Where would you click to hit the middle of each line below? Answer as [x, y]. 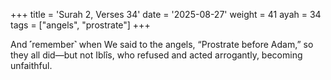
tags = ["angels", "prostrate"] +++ [80, 25]
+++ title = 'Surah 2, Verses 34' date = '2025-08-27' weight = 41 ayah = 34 [166, 14]
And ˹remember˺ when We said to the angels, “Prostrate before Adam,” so [162, 44]
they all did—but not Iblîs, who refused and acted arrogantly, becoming [156, 55]
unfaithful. [31, 65]
